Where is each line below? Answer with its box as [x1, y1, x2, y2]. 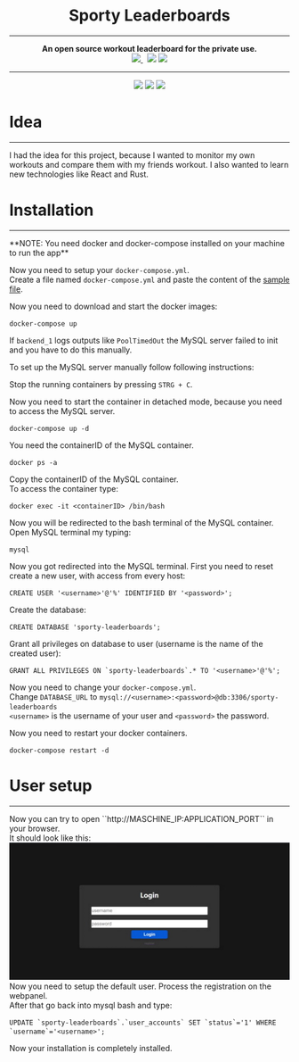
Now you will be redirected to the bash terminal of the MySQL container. [9, 517, 274, 527]
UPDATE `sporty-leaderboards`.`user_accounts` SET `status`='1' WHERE [9, 1018, 277, 1027]
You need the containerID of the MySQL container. [9, 439, 194, 451]
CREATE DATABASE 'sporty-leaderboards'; [9, 622, 162, 632]
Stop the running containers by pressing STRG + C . [9, 378, 193, 389]
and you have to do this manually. [9, 344, 133, 355]
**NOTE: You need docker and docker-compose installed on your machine [9, 237, 285, 248]
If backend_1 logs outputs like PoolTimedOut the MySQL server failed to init [9, 335, 279, 345]
